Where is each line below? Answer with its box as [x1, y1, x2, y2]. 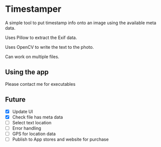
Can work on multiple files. [5, 53, 60, 60]
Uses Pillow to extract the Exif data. [5, 35, 77, 40]
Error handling [12, 125, 41, 131]
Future [5, 95, 26, 104]
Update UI [12, 109, 33, 114]
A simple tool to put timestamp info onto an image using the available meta [5, 20, 157, 26]
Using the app [5, 68, 49, 76]
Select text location [12, 119, 52, 125]
